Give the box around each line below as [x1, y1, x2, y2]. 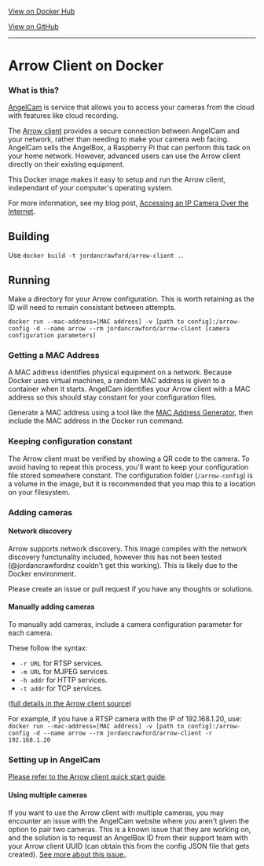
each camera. [8, 628, 53, 638]
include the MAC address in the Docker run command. [8, 416, 185, 426]
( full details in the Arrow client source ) [8, 699, 132, 709]
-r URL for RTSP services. [19, 658, 104, 668]
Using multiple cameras [8, 790, 88, 799]
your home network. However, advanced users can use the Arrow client [8, 151, 241, 160]
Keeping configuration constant [8, 436, 133, 447]
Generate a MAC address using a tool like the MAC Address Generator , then [8, 408, 254, 418]
